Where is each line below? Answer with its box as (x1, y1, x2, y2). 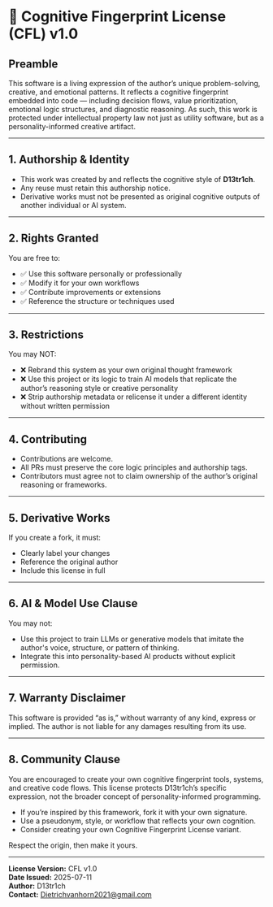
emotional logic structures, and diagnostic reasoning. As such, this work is (8, 105, 258, 114)
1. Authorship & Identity (8, 153, 130, 167)
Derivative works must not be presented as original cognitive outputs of (19, 191, 260, 202)
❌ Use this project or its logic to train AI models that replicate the (19, 374, 237, 384)
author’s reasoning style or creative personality (19, 384, 179, 393)
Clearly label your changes (19, 549, 110, 558)
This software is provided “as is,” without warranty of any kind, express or (8, 713, 256, 723)
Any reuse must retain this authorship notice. (19, 183, 171, 193)
